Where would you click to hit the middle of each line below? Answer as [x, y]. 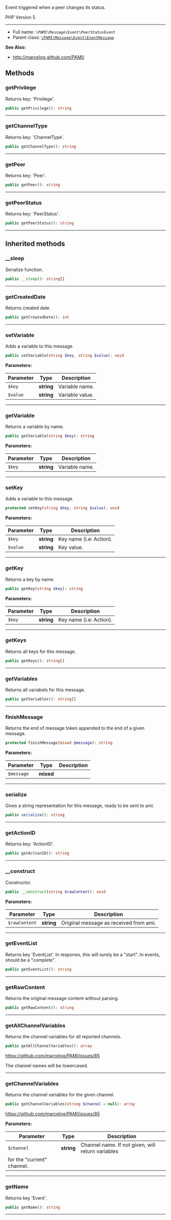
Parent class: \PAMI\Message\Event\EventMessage [63, 37]
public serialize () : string [35, 815]
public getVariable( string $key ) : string [50, 436]
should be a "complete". [31, 960]
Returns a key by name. [30, 579]
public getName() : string [33, 1207]
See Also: [16, 47]
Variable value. [76, 395]
